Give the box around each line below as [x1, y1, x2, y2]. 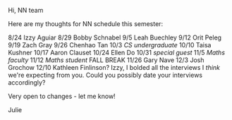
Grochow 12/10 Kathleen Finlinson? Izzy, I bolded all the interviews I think [8, 64, 221, 71]
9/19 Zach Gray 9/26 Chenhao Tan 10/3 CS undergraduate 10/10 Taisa [8, 41, 212, 49]
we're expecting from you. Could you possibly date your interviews [8, 71, 203, 79]
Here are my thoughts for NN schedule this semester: [8, 20, 164, 28]
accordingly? [8, 78, 46, 87]
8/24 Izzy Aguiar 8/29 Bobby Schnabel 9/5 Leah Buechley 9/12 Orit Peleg [8, 33, 221, 42]
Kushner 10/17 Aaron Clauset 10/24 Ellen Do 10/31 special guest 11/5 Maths [8, 49, 225, 56]
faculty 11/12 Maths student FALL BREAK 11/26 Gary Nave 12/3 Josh [8, 56, 204, 64]
